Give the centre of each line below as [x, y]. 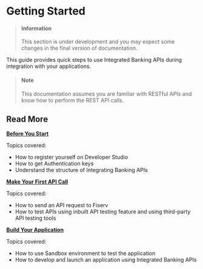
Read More [27, 119]
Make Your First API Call [37, 182]
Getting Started [46, 11]
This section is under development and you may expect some [98, 42]
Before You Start [28, 134]
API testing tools [35, 218]
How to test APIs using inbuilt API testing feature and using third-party [103, 212]
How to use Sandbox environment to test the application [85, 253]
